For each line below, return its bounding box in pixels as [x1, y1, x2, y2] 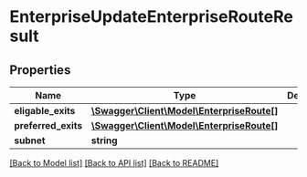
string [90, 134, 118, 147]
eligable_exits [14, 105, 76, 117]
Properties [9, 62, 71, 78]
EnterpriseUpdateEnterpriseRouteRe [9, 6, 294, 27]
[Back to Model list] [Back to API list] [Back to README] [9, 158, 219, 168]
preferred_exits [14, 120, 83, 131]
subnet [14, 134, 46, 147]
